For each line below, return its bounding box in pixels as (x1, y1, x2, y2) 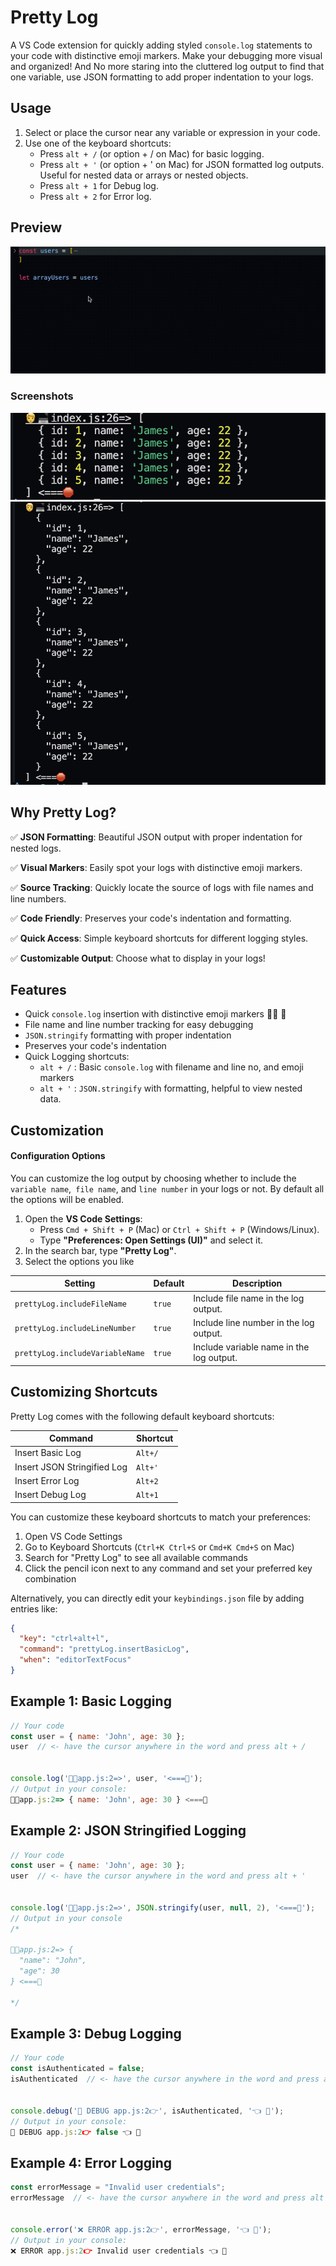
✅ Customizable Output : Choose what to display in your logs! (10, 952, 266, 964)
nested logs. (10, 842, 62, 854)
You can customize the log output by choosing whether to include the (10, 1172, 297, 1184)
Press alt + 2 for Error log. (39, 190, 152, 202)
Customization (10, 1122, 105, 1139)
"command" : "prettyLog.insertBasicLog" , (19, 1644, 190, 1655)
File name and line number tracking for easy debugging (24, 1019, 254, 1031)
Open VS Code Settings (24, 1530, 123, 1542)
